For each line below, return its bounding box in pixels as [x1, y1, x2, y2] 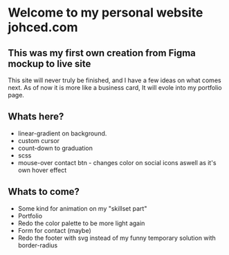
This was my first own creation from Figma [8, 47, 196, 59]
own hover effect [17, 166, 67, 174]
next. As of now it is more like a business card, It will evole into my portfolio [8, 84, 222, 91]
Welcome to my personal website [8, 5, 203, 21]
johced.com [8, 19, 78, 35]
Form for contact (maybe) [17, 226, 92, 234]
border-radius [17, 240, 58, 249]
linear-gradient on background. [17, 129, 107, 138]
